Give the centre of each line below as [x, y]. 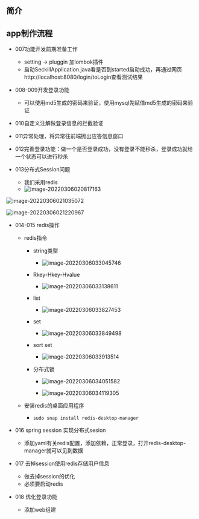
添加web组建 [40, 510]
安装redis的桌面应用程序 [54, 406]
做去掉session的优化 [49, 477]
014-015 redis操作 [37, 225]
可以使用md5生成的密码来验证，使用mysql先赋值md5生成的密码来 [106, 103]
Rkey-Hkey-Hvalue [56, 275]
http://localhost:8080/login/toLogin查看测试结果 [84, 77]
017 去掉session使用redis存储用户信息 [62, 464]
